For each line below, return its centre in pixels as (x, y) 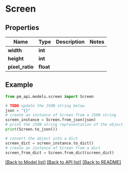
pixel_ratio (21, 67)
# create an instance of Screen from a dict (53, 148)
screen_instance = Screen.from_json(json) (51, 120)
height (16, 59)
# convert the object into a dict (42, 138)
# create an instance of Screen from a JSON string (61, 115)
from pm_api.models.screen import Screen (50, 96)
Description (70, 42)
